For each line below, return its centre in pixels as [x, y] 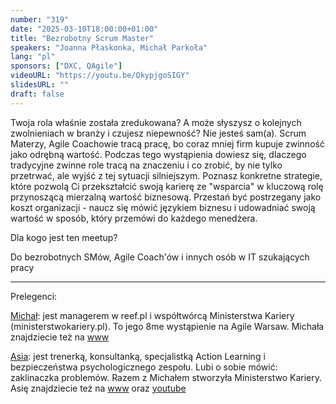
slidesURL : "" [40, 85]
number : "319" [40, 19]
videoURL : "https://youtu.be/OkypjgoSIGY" [100, 76]
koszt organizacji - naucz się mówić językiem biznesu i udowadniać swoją [163, 207]
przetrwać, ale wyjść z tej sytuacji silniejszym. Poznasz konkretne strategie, [166, 175]
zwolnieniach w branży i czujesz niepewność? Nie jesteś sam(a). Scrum [158, 133]
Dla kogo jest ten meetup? [64, 237]
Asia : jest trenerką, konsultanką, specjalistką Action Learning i [138, 356]
